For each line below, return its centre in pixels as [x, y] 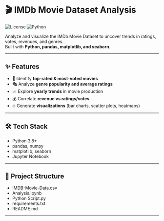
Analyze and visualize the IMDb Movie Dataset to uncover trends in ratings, [81, 36]
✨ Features [22, 67]
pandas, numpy [28, 146]
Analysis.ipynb [27, 193]
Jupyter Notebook [30, 156]
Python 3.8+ [25, 141]
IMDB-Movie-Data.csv [35, 188]
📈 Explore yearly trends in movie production [58, 91]
